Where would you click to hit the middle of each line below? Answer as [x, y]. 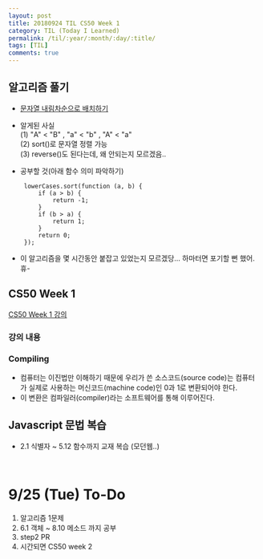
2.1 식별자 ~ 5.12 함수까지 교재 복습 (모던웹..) [90, 446]
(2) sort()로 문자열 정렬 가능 [64, 144]
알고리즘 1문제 [42, 517]
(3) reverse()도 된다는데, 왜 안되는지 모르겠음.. [93, 154]
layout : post [30, 16]
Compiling [29, 359]
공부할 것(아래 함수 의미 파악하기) [72, 171]
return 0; [55, 235]
